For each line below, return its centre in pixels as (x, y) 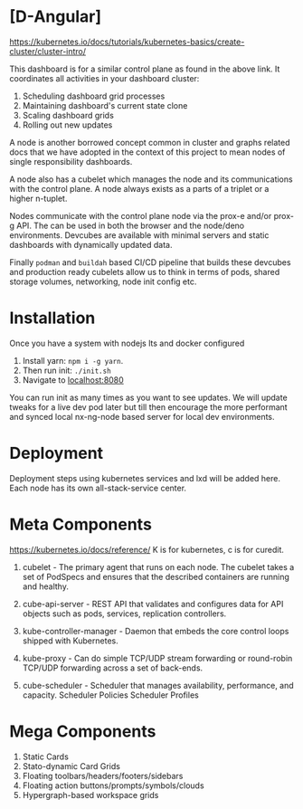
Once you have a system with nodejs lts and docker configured (127, 343)
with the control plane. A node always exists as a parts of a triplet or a (139, 188)
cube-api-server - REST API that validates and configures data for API (153, 604)
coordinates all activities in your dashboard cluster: (104, 78)
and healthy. (46, 586)
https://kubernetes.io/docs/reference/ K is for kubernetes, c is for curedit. (147, 549)
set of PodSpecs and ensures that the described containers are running (156, 576)
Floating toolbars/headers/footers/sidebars (103, 776)
